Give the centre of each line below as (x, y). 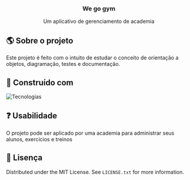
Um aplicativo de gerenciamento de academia (99, 21)
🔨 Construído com (40, 83)
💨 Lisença (24, 158)
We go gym (99, 8)
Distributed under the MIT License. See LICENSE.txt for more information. (95, 172)
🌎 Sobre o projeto (40, 40)
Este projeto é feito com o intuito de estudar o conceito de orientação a (92, 58)
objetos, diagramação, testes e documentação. (63, 64)
